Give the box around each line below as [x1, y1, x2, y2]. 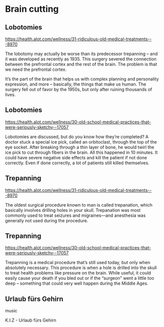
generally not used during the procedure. [5, 217, 88, 223]
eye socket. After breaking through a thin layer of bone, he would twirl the [5, 144, 155, 150]
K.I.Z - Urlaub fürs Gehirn [5, 317, 56, 323]
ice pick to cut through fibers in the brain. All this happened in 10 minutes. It [5, 149, 158, 155]
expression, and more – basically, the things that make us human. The [5, 81, 146, 87]
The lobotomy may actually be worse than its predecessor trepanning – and [5, 51, 158, 57]
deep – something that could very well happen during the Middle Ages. [5, 280, 149, 286]
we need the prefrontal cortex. [5, 66, 67, 72]
